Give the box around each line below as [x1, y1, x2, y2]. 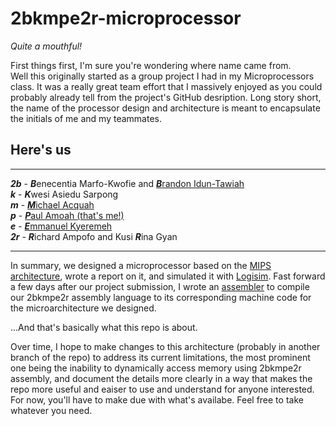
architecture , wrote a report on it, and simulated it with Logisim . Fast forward [10, 270, 326, 282]
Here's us [10, 142, 72, 159]
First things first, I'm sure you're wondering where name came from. [10, 59, 292, 71]
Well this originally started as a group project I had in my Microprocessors [10, 70, 315, 82]
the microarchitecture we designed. [10, 302, 157, 314]
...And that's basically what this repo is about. [10, 321, 198, 333]
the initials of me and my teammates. [10, 112, 162, 124]
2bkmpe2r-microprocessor [10, 7, 242, 30]
